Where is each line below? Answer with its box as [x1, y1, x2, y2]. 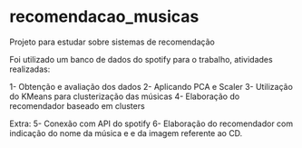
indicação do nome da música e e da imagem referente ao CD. [9, 127, 243, 138]
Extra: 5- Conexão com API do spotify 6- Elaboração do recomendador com [9, 118, 293, 129]
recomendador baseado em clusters [9, 100, 145, 111]
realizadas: [9, 64, 51, 74]
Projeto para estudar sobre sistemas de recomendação [9, 36, 215, 47]
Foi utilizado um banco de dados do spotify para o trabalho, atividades [9, 54, 274, 64]
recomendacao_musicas [9, 6, 200, 27]
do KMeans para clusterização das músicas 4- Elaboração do [9, 91, 240, 102]
